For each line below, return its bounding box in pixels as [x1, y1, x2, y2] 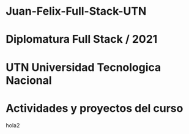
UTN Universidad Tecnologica [6, 60, 161, 74]
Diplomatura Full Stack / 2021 [6, 32, 158, 47]
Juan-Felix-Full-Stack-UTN [6, 4, 147, 18]
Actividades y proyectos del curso [6, 101, 183, 115]
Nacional [6, 73, 53, 87]
